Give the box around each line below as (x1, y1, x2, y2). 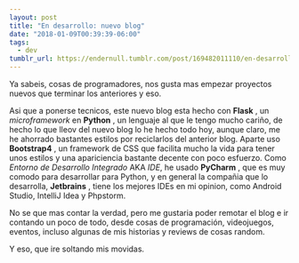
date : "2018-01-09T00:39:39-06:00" (9, 29, 141, 38)
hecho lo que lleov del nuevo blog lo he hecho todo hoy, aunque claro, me (9, 124, 280, 134)
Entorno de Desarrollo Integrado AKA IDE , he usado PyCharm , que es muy (9, 162, 286, 172)
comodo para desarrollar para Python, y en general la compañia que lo (9, 171, 269, 182)
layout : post (9, 12, 58, 22)
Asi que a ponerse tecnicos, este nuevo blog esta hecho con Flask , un (9, 106, 270, 116)
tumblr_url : (9, 54, 53, 63)
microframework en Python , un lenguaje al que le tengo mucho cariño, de (9, 115, 283, 125)
